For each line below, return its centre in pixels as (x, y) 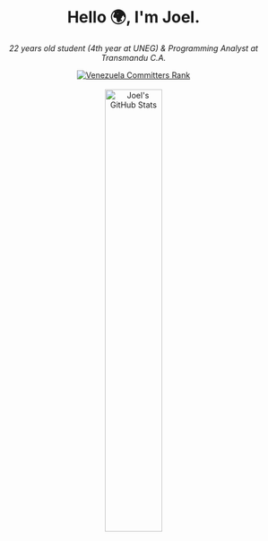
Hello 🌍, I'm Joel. (134, 17)
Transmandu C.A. (134, 57)
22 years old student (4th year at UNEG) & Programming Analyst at (134, 48)
